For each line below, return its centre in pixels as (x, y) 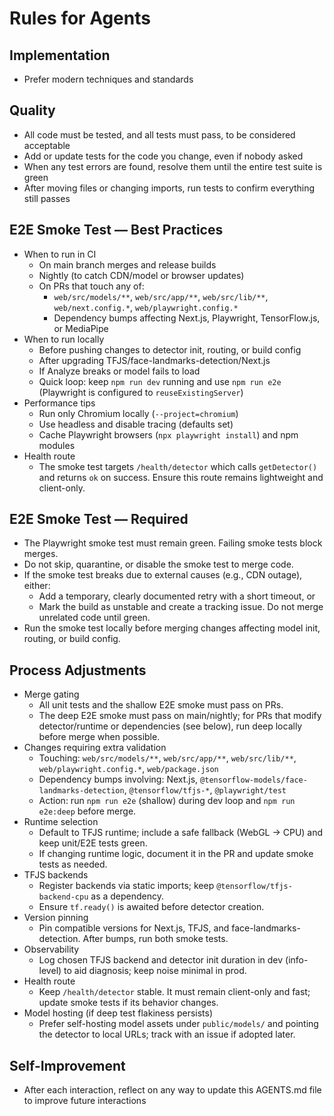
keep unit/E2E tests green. (93, 843)
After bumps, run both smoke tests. (155, 939)
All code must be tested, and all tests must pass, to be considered (159, 134)
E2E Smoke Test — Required (99, 519)
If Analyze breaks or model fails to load (119, 371)
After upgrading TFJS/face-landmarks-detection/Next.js (154, 360)
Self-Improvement (67, 1065)
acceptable (47, 145)
